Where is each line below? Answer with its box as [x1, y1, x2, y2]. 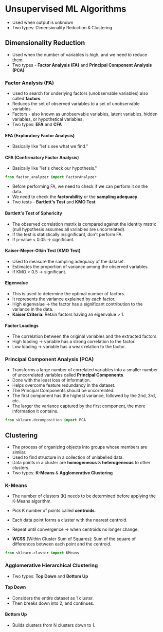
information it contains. [12, 408, 58, 414]
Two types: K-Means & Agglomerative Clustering [12, 470, 113, 476]
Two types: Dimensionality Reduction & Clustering [12, 24, 113, 30]
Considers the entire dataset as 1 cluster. [12, 595, 94, 601]
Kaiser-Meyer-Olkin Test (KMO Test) [5, 248, 81, 253]
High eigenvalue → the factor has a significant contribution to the [12, 301, 143, 307]
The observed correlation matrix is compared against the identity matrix [12, 221, 157, 227]
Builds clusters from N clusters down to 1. [12, 622, 96, 628]
